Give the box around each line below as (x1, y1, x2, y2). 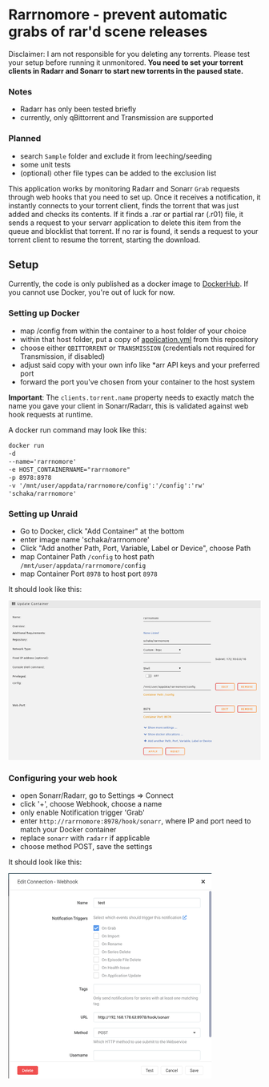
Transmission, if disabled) (19, 351, 106, 361)
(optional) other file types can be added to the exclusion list (19, 168, 217, 178)
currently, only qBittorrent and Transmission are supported (19, 113, 214, 123)
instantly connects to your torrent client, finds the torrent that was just (8, 200, 239, 210)
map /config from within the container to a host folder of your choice (19, 326, 247, 336)
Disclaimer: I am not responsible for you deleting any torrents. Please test (8, 49, 251, 58)
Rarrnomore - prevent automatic (8, 6, 228, 24)
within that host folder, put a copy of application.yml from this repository (19, 334, 259, 344)
